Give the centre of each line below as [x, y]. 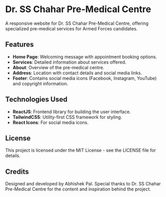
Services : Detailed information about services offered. [69, 62]
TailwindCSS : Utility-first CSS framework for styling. [67, 117]
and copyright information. [40, 83]
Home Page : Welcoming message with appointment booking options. [85, 57]
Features [19, 45]
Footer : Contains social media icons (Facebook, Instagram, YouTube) [85, 78]
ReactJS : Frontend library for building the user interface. [72, 112]
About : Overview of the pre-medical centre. [58, 67]
